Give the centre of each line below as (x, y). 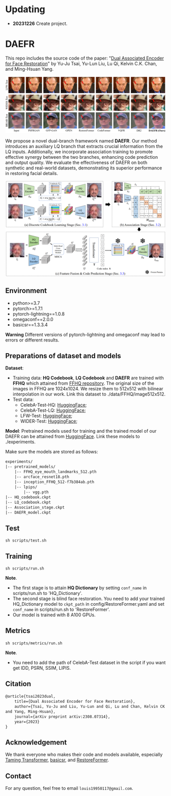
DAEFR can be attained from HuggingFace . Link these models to (73, 437)
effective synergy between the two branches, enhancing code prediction (82, 157)
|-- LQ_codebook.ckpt (28, 502)
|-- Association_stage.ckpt (35, 507)
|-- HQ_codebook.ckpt (28, 497)
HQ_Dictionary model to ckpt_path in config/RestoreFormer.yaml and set (88, 604)
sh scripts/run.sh (25, 568)
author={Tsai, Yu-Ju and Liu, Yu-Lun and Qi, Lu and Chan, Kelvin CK (90, 706)
